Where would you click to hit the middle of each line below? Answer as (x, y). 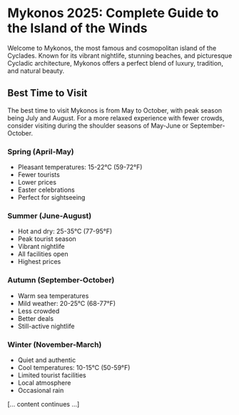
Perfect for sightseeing (51, 198)
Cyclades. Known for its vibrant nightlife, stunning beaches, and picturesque (120, 56)
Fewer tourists (39, 175)
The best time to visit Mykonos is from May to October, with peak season (115, 110)
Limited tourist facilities (52, 375)
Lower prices (37, 183)
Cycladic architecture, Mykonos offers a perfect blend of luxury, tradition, (115, 63)
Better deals (36, 318)
